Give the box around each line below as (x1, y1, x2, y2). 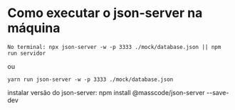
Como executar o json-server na (7, 5, 203, 21)
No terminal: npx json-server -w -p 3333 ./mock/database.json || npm (7, 43, 221, 50)
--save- (206, 88, 229, 97)
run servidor (7, 50, 46, 57)
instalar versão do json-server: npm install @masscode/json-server (7, 88, 205, 97)
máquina (7, 20, 61, 36)
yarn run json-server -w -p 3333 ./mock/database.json (7, 76, 174, 83)
